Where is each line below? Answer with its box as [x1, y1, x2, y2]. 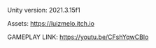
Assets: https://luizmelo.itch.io [7, 19, 94, 27]
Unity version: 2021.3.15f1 [7, 6, 80, 14]
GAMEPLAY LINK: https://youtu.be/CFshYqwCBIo [7, 33, 149, 41]
